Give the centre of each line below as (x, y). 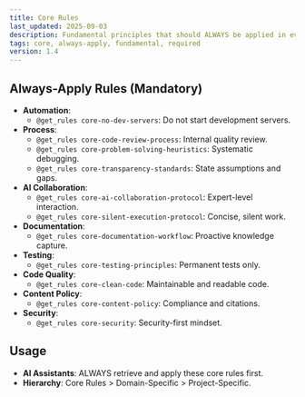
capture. (52, 245)
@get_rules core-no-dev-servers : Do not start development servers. (163, 120)
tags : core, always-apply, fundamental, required (105, 43)
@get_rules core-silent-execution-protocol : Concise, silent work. (161, 216)
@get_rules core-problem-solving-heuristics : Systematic (145, 149)
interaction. (57, 206)
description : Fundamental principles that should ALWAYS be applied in (148, 35)
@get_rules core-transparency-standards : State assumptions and (158, 168)
